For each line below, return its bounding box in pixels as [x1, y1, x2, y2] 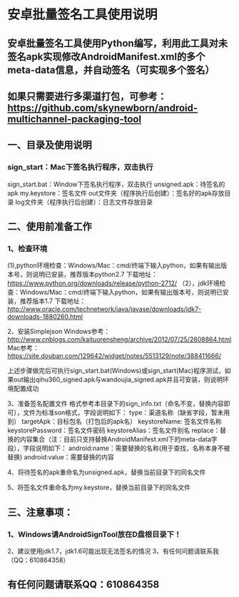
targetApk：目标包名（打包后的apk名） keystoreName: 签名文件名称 [21, 417, 223, 426]
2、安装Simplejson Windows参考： [7, 327, 111, 336]
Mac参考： [7, 344, 39, 352]
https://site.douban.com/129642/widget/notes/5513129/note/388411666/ [7, 352, 221, 360]
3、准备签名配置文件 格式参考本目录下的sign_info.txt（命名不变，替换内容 [7, 399, 225, 408]
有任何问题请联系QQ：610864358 [7, 578, 160, 591]
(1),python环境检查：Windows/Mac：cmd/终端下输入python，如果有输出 [7, 261, 221, 270]
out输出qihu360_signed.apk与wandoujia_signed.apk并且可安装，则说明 [13, 375, 223, 384]
